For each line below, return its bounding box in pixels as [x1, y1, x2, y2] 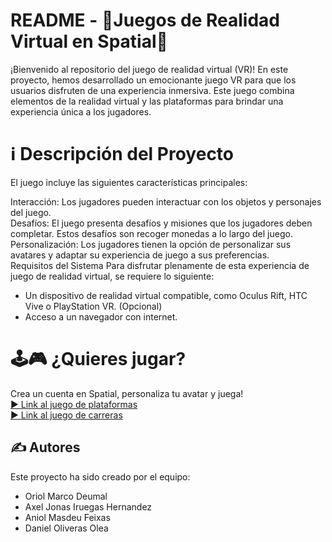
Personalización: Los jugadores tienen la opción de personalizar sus [10, 238, 292, 250]
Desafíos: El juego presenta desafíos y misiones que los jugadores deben [10, 217, 313, 229]
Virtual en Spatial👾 [10, 30, 168, 53]
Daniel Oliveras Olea [24, 522, 109, 534]
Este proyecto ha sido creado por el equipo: [10, 470, 191, 483]
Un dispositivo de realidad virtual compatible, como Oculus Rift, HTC [24, 289, 308, 301]
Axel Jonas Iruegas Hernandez [24, 500, 153, 513]
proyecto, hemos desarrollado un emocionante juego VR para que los [10, 74, 297, 86]
